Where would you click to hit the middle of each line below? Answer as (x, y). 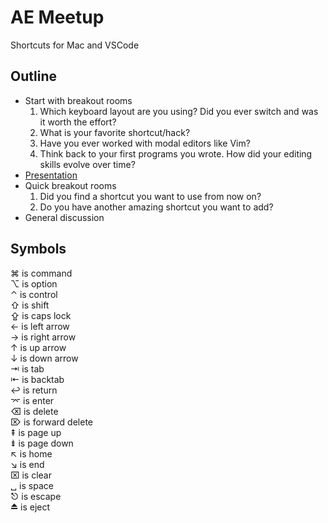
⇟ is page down (42, 443)
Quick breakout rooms (70, 185)
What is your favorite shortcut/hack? (115, 132)
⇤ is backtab (37, 379)
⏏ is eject (30, 507)
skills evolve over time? (87, 164)
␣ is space (32, 485)
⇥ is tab (27, 368)
